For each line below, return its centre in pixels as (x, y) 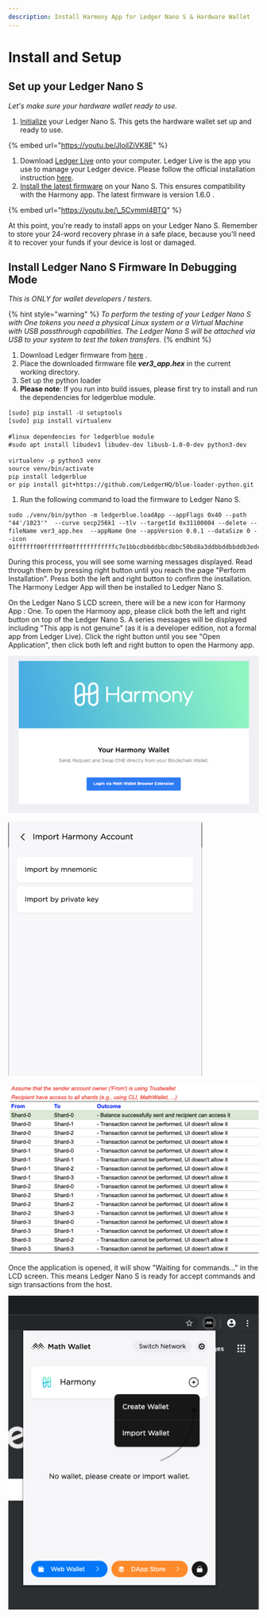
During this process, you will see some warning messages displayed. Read (130, 562)
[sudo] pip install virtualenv (60, 421)
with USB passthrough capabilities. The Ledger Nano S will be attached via (132, 332)
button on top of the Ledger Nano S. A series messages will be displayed (128, 620)
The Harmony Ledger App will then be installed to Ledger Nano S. (116, 587)
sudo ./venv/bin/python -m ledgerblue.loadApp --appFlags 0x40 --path (128, 515)
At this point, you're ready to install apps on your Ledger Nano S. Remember (133, 225)
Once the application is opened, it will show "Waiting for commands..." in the (133, 1267)
